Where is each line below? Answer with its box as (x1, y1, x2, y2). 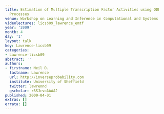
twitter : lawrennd (9, 83, 47, 89)
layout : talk (5, 39, 32, 44)
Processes (9, 12, 29, 16)
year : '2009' (5, 25, 32, 30)
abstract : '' (5, 57, 32, 62)
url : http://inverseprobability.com (9, 75, 84, 80)
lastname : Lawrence (9, 70, 49, 75)
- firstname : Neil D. (5, 66, 49, 71)
